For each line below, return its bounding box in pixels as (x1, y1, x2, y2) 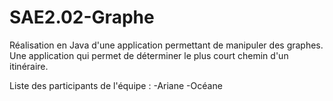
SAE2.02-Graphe (9, 6, 155, 29)
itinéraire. (9, 60, 49, 72)
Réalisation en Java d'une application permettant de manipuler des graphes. (9, 39, 324, 51)
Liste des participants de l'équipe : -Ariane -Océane (9, 79, 223, 91)
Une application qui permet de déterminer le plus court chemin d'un (9, 49, 289, 61)
